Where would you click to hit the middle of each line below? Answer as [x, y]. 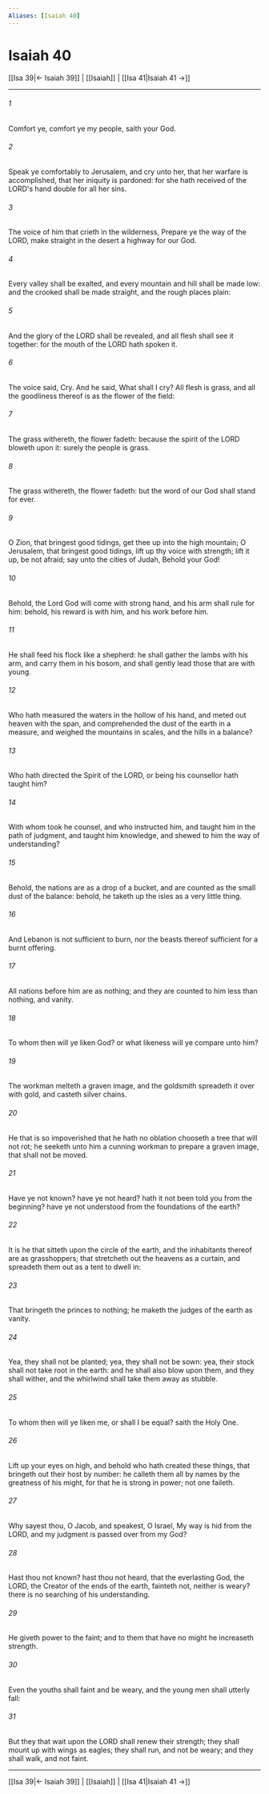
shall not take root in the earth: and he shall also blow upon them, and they [131, 1370]
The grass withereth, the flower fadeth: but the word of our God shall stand [132, 491]
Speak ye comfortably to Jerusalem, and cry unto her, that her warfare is [128, 171]
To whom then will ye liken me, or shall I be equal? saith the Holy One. [123, 1422]
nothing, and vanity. [41, 999]
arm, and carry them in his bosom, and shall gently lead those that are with [132, 663]
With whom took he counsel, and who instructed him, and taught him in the [132, 827]
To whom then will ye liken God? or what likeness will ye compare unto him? [133, 1043]
